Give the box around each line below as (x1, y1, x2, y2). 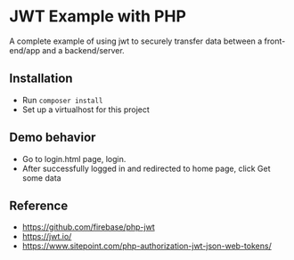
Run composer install (21, 94, 103, 105)
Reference (9, 198, 69, 213)
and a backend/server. (41, 45, 125, 55)
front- (264, 36, 286, 46)
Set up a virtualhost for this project (21, 104, 150, 115)
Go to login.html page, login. (21, 153, 127, 164)
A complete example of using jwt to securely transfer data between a (9, 36, 263, 46)
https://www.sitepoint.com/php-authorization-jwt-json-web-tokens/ (21, 240, 272, 251)
